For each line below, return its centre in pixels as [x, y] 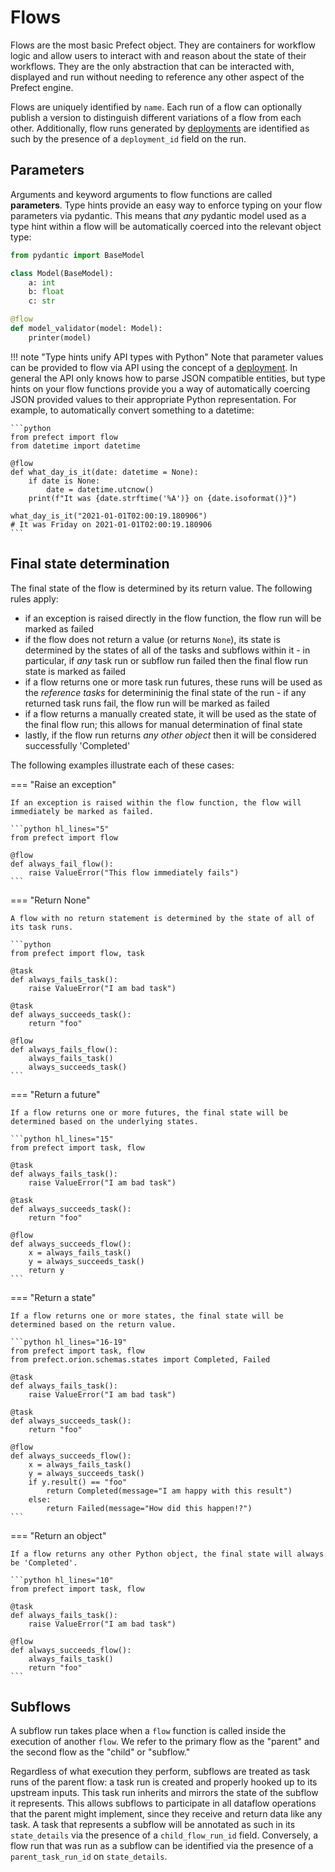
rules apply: [34, 598]
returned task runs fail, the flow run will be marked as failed [147, 703]
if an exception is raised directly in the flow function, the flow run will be [173, 618]
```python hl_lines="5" [60, 829]
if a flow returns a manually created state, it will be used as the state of [170, 713]
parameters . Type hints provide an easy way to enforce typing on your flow [166, 205]
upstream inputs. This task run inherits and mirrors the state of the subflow [164, 1793]
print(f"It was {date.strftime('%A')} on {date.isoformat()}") [163, 498]
